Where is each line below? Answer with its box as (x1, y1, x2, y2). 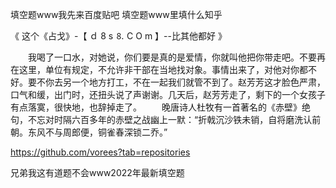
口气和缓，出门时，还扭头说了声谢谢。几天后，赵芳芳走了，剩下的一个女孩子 (10, 89, 326, 100)
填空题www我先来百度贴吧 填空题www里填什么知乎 (10, 9, 223, 20)
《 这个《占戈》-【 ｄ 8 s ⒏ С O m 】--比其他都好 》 (10, 30, 227, 42)
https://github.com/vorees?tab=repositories (10, 146, 191, 158)
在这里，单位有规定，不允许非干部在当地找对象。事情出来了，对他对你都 (10, 64, 308, 75)
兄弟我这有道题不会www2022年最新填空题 (10, 167, 185, 178)
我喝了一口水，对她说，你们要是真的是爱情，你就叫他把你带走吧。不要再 (27, 51, 326, 63)
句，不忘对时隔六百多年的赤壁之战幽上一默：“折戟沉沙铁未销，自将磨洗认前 (10, 114, 322, 125)
